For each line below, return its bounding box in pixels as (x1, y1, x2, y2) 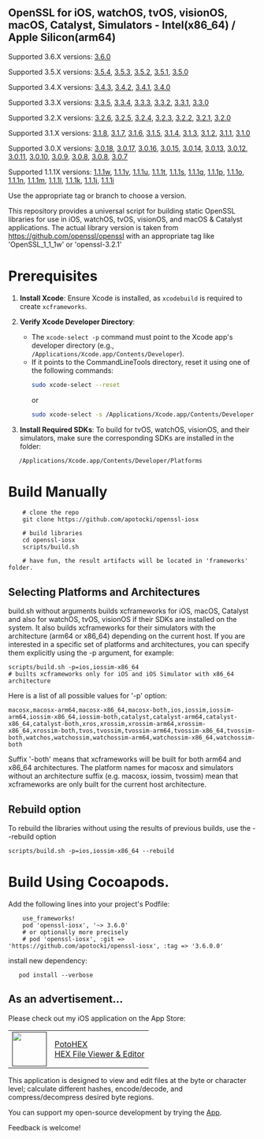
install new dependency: (8, 956, 88, 965)
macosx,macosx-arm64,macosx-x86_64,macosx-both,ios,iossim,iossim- (8, 706, 235, 714)
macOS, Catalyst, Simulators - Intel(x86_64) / (8, 19, 236, 32)
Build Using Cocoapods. (8, 873, 169, 891)
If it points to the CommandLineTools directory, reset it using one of (31, 357, 251, 367)
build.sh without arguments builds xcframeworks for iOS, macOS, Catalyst (8, 606, 249, 616)
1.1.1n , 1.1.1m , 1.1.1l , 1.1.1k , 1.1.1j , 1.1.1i (8, 175, 114, 184)
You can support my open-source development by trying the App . (8, 1107, 222, 1118)
